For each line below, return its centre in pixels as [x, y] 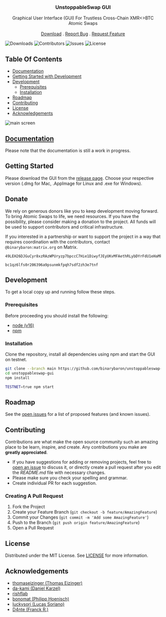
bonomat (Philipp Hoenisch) [41, 599]
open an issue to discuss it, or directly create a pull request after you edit [86, 467]
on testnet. [16, 359]
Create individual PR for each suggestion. [55, 483]
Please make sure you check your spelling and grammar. [70, 478]
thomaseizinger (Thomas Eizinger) [47, 583]
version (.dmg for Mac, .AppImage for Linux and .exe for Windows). [74, 183]
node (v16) [23, 325]
